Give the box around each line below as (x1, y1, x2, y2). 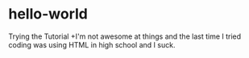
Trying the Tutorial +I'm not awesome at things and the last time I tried (8, 31, 242, 41)
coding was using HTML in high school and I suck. (8, 39, 176, 49)
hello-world (8, 5, 89, 23)
